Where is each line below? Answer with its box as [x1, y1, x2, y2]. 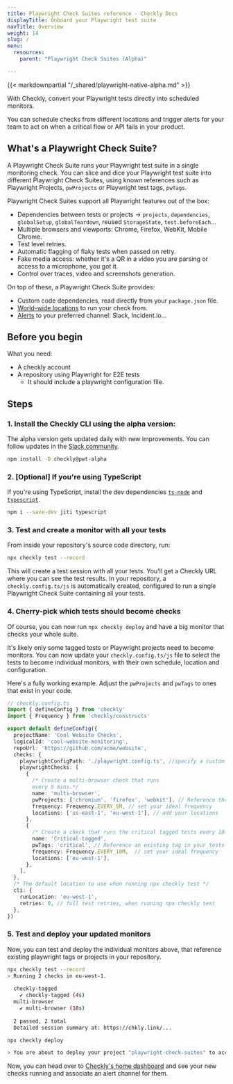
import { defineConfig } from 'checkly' [7, 706, 126, 713]
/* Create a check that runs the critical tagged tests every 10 [32, 829, 225, 836]
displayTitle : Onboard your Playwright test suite [7, 17, 157, 24]
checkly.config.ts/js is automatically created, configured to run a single [7, 582, 216, 590]
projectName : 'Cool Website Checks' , [13, 732, 123, 739]
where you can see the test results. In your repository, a [7, 575, 166, 583]
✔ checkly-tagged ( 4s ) [19, 992, 85, 999]
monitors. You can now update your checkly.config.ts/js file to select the [7, 651, 221, 659]
